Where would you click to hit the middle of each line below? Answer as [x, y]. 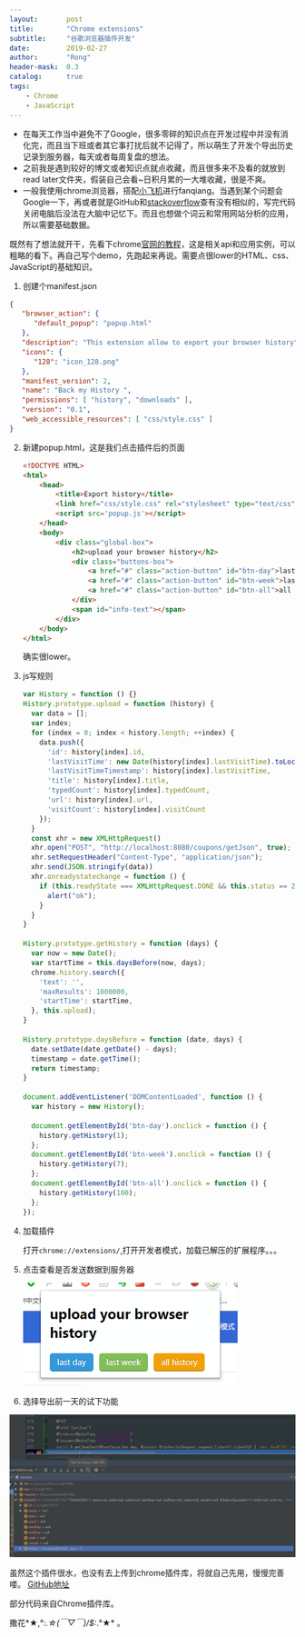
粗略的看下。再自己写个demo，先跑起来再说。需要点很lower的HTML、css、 [152, 255]
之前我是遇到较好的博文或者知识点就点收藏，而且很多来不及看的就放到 [154, 167]
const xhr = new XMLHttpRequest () [96, 838]
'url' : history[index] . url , [100, 800]
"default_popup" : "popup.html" [93, 324]
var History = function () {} [80, 694]
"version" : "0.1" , [56, 410]
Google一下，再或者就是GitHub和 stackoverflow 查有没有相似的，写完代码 [159, 202]
